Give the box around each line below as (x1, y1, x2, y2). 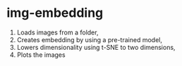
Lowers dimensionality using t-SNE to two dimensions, (16, 43, 176, 51)
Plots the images (16, 51, 66, 59)
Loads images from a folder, (16, 28, 99, 37)
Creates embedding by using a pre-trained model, (16, 35, 163, 44)
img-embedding (6, 5, 104, 21)
